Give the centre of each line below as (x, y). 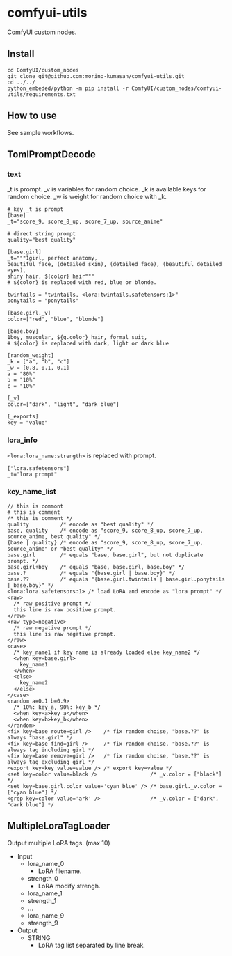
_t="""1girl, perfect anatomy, (52, 258)
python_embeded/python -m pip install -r (68, 88)
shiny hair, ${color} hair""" (51, 276)
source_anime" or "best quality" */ (60, 549)
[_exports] (23, 417)
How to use (32, 116)
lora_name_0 (46, 863)
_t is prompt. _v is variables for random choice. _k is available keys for (107, 189)
